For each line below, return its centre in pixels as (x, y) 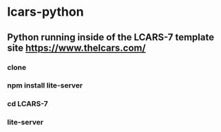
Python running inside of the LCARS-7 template (111, 37)
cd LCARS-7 (28, 104)
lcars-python (45, 12)
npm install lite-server (45, 85)
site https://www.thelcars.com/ (76, 48)
